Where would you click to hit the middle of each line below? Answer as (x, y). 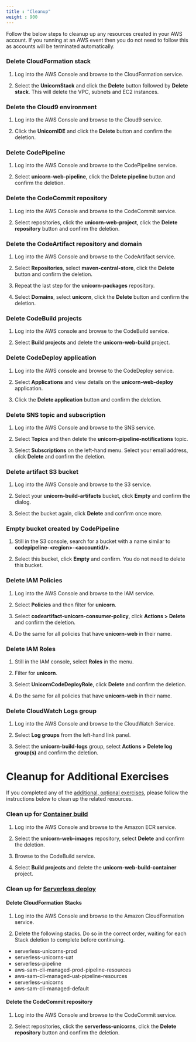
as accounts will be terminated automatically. (61, 46)
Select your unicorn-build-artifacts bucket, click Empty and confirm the (102, 496)
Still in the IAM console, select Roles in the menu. (74, 662)
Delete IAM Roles (31, 649)
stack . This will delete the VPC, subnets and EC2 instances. (87, 92)
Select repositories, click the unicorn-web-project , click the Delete (96, 222)
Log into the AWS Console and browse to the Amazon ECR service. (95, 827)
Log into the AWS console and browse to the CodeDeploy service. (94, 370)
